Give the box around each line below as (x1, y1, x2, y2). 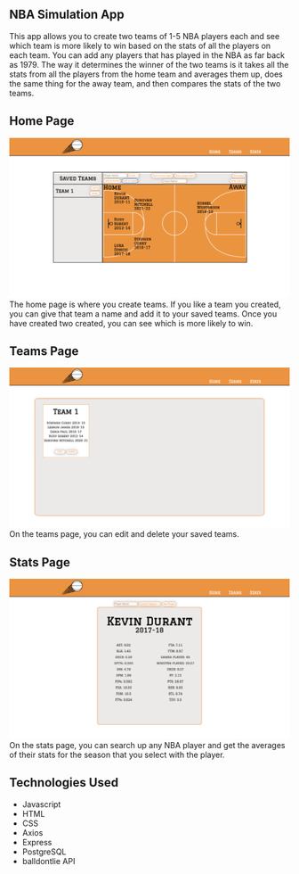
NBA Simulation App (9, 7, 125, 22)
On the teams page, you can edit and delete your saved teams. (9, 529, 239, 540)
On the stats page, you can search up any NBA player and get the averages (9, 740, 287, 751)
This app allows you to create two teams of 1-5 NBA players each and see (9, 30, 280, 41)
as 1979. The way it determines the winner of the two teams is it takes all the (9, 59, 289, 70)
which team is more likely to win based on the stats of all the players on (9, 40, 271, 51)
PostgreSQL (21, 846, 67, 857)
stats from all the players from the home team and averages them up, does (9, 69, 283, 79)
